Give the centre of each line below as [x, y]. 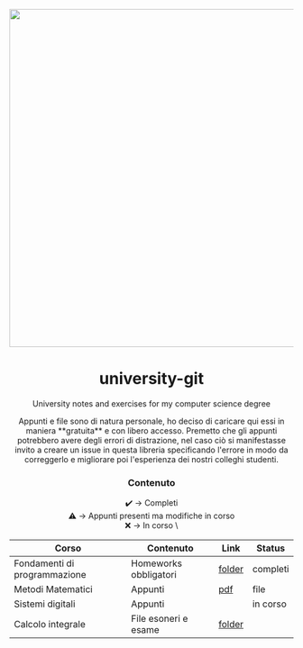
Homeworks [156, 563]
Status [271, 548]
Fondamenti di [44, 563]
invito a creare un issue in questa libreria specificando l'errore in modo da [151, 450]
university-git [151, 379]
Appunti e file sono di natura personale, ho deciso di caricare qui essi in [151, 421]
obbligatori [154, 575]
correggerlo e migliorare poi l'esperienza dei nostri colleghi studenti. [151, 459]
